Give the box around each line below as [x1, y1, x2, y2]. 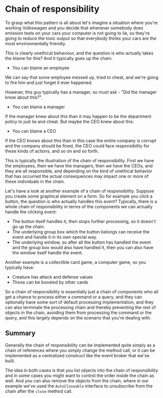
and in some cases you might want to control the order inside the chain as [5, 372, 154, 378]
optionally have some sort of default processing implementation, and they [5, 299, 154, 305]
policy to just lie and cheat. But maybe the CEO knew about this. [5, 118, 135, 124]
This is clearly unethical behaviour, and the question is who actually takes [5, 50, 154, 56]
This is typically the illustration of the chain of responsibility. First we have [5, 157, 154, 163]
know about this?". [5, 94, 43, 100]
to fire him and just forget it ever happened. [5, 80, 93, 85]
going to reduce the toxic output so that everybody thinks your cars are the [5, 35, 157, 41]
